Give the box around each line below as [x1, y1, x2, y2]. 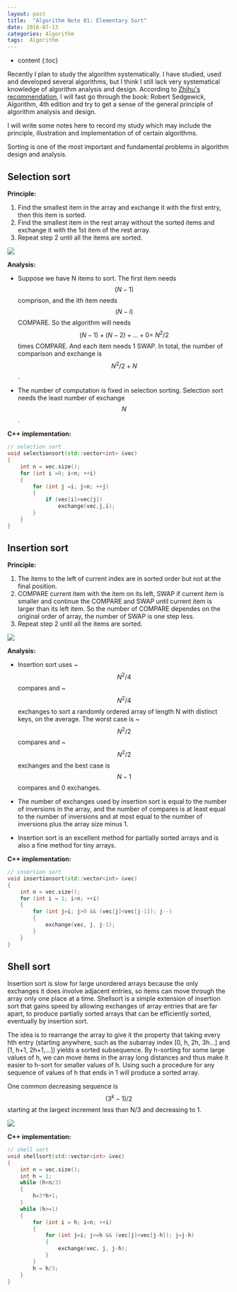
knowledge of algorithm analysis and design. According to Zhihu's [7, 85, 200, 94]
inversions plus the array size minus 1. [17, 820, 129, 828]
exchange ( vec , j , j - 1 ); [45, 921, 115, 928]
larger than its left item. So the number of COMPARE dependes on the [17, 605, 221, 613]
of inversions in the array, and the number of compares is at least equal [17, 805, 226, 814]
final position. [17, 582, 58, 590]
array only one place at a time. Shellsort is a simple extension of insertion [7, 994, 221, 1003]
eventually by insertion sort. [7, 1017, 88, 1026]
